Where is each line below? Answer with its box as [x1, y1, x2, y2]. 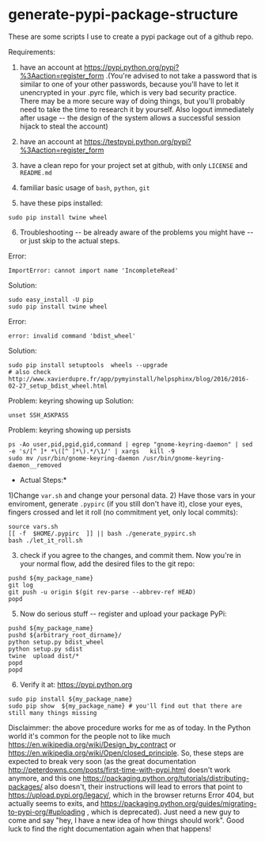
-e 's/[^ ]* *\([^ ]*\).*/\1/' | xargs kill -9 [8, 447, 176, 455]
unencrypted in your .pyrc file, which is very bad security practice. [19, 87, 237, 97]
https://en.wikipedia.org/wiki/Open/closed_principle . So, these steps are [8, 747, 244, 758]
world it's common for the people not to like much [8, 731, 171, 740]
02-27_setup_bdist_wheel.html [8, 382, 108, 390]
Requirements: [8, 47, 55, 56]
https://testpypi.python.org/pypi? [84, 136, 191, 146]
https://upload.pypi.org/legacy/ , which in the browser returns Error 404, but [8, 790, 255, 800]
